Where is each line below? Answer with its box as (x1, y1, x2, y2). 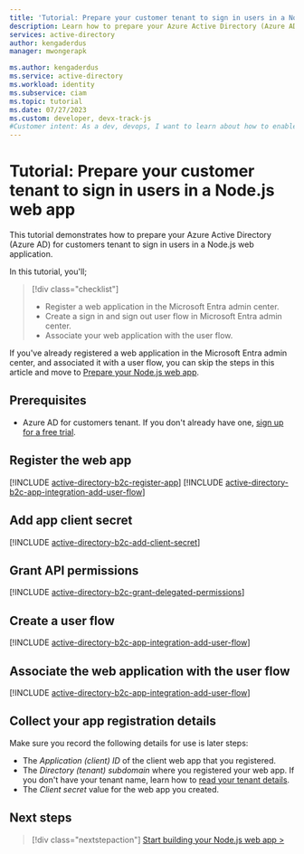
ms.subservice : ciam (9, 88, 88, 98)
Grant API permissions (9, 563, 139, 578)
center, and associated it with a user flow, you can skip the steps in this (9, 357, 275, 368)
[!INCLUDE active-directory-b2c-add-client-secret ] (9, 536, 201, 547)
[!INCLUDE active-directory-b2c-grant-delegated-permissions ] (9, 587, 245, 598)
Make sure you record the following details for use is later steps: (9, 737, 249, 748)
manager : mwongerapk (9, 47, 88, 56)
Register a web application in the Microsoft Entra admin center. (44, 301, 280, 312)
